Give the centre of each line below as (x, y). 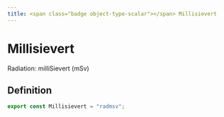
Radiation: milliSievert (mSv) (49, 68)
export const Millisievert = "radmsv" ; (66, 106)
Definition (29, 90)
